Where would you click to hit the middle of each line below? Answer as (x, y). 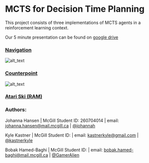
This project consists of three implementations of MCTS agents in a (73, 23)
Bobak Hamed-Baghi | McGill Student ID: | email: (54, 150)
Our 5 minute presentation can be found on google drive (62, 37)
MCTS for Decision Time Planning (75, 9)
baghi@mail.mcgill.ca (27, 155)
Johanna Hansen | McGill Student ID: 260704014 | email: (62, 120)
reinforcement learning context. (37, 27)
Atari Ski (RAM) (24, 96)
